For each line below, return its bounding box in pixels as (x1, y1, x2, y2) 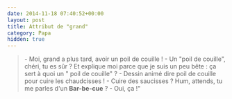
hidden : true (7, 36, 45, 43)
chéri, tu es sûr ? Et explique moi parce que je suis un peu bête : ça (24, 62, 217, 71)
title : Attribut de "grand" (7, 23, 89, 30)
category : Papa (7, 29, 51, 37)
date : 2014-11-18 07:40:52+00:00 (7, 10, 104, 17)
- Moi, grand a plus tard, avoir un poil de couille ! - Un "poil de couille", (24, 55, 226, 63)
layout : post (7, 17, 45, 24)
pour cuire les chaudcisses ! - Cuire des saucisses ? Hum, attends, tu (24, 77, 223, 85)
